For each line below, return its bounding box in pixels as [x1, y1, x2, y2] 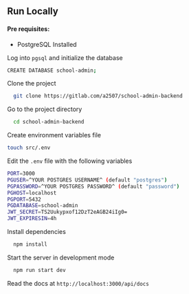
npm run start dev [13, 266, 67, 273]
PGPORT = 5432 [7, 196, 41, 203]
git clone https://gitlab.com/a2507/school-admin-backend [13, 92, 184, 99]
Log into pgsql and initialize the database [7, 53, 123, 61]
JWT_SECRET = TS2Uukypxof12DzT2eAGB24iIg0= [7, 208, 128, 216]
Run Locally [7, 6, 58, 17]
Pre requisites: [7, 24, 50, 33]
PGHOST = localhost [7, 189, 57, 196]
